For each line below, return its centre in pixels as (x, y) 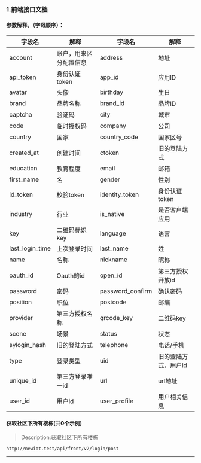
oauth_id (22, 275)
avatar (18, 92)
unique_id (23, 381)
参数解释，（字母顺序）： (35, 25)
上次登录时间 (74, 249)
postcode (113, 302)
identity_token (119, 194)
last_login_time (30, 248)
